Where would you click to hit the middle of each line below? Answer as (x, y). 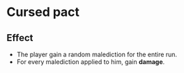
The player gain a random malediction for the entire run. (97, 54)
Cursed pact (43, 12)
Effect (20, 38)
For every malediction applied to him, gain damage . (91, 62)
